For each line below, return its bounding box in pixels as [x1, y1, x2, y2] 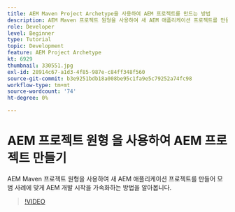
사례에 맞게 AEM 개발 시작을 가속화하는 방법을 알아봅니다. [14, 183, 172, 192]
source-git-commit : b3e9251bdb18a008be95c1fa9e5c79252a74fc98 [7, 75, 192, 82]
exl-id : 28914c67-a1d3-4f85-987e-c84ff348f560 [7, 68, 145, 75]
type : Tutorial [7, 36, 52, 43]
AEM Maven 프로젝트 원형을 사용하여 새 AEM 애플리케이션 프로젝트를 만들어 [7, 174, 216, 183]
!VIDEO [24, 197, 45, 206]
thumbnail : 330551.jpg [7, 62, 73, 69]
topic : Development [7, 43, 64, 50]
